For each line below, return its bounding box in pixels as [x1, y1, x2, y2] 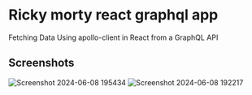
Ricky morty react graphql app [8, 6, 219, 24]
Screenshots [8, 56, 75, 70]
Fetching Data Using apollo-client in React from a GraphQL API [8, 32, 219, 42]
